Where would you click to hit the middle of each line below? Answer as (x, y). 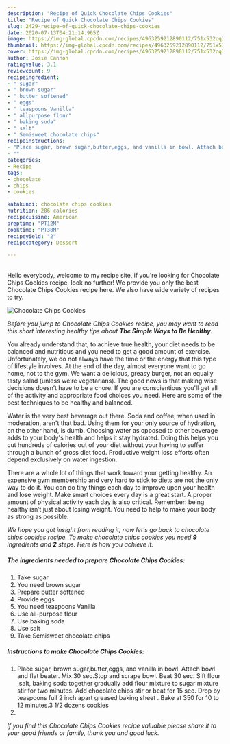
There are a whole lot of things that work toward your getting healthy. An (110, 473)
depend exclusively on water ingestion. (62, 459)
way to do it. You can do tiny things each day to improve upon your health (111, 488)
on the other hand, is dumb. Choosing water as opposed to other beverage (113, 431)
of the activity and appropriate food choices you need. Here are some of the (115, 396)
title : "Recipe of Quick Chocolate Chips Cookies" (81, 20)
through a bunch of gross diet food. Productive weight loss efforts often (108, 453)
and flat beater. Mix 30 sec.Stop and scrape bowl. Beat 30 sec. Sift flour (119, 676)
